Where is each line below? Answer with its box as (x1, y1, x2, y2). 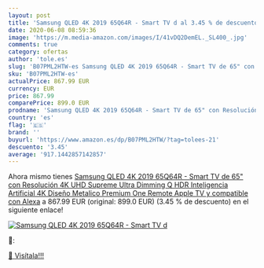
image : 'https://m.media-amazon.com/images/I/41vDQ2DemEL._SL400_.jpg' (8, 33, 247, 42)
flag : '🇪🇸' (8, 121, 47, 129)
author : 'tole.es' (8, 56, 68, 64)
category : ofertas (8, 48, 68, 56)
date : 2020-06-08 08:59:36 (8, 26, 97, 34)
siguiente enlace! (8, 205, 64, 215)
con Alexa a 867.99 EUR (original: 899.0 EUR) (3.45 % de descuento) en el (8, 197, 249, 207)
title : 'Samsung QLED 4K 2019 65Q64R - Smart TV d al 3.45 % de (8, 19, 223, 27)
